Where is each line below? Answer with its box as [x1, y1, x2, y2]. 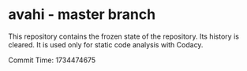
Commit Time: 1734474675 [8, 55, 96, 65]
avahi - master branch [8, 6, 156, 24]
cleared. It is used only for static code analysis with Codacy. [8, 39, 204, 49]
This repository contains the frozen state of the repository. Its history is [8, 32, 239, 41]
